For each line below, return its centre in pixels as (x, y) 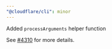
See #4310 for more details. (40, 40)
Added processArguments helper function (56, 28)
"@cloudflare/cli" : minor (38, 12)
